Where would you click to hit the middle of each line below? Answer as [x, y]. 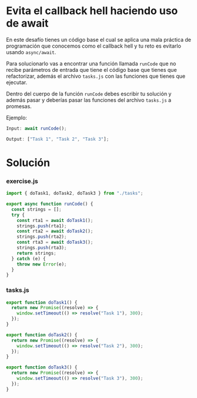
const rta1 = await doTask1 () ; [55, 220]
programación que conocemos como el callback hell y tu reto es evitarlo [94, 46]
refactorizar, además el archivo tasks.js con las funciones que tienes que [96, 76]
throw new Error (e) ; [42, 264]
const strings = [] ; [36, 209]
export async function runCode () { [50, 204]
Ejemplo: [17, 117]
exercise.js [22, 181]
